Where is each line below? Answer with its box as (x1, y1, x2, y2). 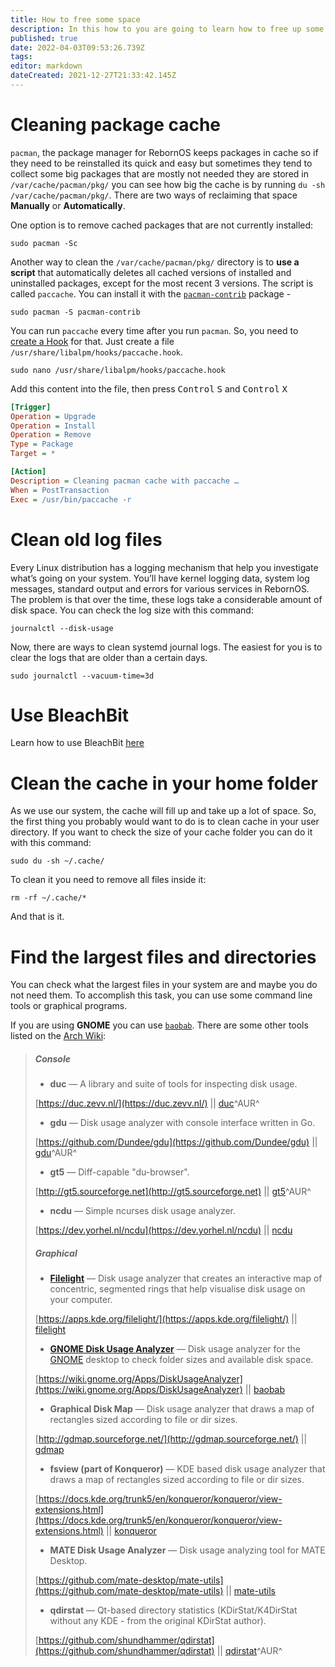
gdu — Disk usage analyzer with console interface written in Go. (49, 1117, 316, 1129)
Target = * (10, 449, 56, 459)
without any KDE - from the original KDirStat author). (49, 1615, 267, 1627)
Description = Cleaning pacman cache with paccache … (10, 476, 240, 486)
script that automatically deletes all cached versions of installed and (10, 266, 292, 278)
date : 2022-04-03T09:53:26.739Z (10, 42, 145, 53)
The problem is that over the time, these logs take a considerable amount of (10, 593, 323, 605)
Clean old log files (10, 528, 163, 551)
